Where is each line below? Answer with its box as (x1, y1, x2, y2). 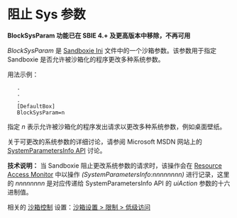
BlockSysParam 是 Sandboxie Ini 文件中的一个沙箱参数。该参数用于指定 (7, 46, 216, 54)
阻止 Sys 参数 (7, 6, 87, 23)
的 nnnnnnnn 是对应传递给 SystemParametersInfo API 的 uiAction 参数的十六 (7, 178, 231, 188)
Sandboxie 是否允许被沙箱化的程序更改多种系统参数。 (7, 54, 165, 64)
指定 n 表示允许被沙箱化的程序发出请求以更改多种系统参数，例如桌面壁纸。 (7, 122, 226, 131)
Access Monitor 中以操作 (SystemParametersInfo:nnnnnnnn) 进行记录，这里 (7, 170, 230, 178)
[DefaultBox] (16, 103, 55, 110)
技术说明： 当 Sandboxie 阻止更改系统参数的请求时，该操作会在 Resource (7, 161, 222, 170)
